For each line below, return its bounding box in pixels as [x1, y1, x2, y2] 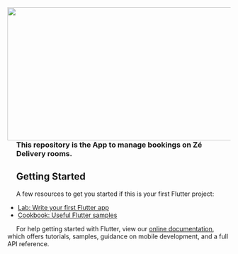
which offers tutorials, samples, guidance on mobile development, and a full [7, 232, 229, 241]
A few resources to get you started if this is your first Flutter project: [16, 189, 215, 198]
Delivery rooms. [16, 149, 73, 158]
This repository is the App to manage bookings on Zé [16, 140, 203, 150]
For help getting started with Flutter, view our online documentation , [16, 224, 215, 233]
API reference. [7, 239, 50, 248]
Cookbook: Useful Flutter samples [17, 211, 118, 219]
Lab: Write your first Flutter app [17, 203, 110, 211]
